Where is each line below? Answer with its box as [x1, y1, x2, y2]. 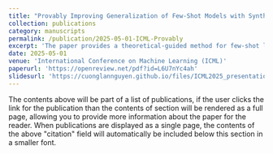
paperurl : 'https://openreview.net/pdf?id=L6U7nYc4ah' [8, 65, 198, 73]
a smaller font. [8, 137, 57, 147]
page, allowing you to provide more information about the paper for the [8, 111, 246, 122]
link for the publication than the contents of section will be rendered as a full [8, 103, 263, 113]
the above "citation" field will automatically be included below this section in [8, 129, 263, 139]
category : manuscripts [8, 27, 85, 35]
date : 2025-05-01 [8, 49, 67, 58]
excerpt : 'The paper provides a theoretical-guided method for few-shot [8, 42, 260, 50]
